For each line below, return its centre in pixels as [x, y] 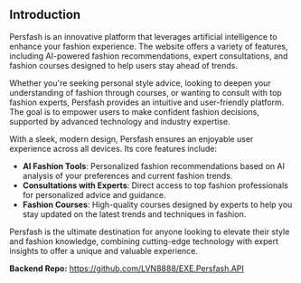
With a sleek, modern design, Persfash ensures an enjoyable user [132, 138]
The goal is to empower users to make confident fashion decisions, [134, 111]
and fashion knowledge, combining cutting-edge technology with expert [144, 241]
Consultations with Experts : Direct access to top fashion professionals [155, 185]
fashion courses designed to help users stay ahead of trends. [123, 65]
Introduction [45, 15]
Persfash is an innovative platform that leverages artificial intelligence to [143, 36]
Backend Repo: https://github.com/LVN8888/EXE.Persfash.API [127, 268]
